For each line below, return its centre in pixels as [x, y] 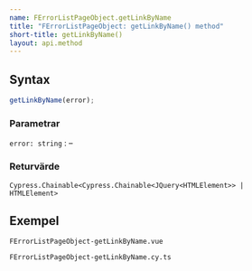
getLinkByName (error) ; [52, 100]
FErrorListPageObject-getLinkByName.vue [87, 242]
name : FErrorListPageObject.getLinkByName [90, 18]
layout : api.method [46, 43]
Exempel [34, 221]
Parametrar [35, 123]
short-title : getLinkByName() [66, 34]
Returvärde [35, 166]
